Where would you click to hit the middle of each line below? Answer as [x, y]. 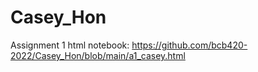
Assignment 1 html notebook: [70, 45]
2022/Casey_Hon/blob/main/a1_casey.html [98, 55]
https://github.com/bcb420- [189, 45]
